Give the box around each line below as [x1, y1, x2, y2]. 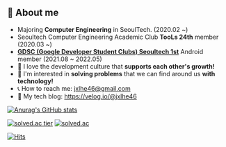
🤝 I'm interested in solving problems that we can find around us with [17, 69, 216, 78]
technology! [17, 77, 54, 85]
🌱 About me [7, 7, 59, 19]
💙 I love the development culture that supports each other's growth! [17, 62, 215, 70]
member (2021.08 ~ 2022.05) [17, 55, 102, 63]
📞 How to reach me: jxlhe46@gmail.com [17, 84, 131, 92]
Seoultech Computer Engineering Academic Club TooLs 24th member [17, 33, 219, 41]
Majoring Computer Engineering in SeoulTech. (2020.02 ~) [17, 25, 188, 33]
